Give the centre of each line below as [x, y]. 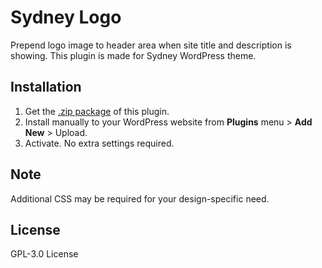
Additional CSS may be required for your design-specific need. [140, 198]
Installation [46, 87]
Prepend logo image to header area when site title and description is [151, 45]
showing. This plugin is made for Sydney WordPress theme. [133, 55]
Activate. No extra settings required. [99, 143]
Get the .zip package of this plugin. [97, 111]
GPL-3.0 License [44, 254]
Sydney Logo [66, 17]
